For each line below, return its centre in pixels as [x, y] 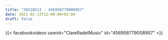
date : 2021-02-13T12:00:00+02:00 [40, 14]
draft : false [19, 19]
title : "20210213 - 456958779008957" [45, 10]
